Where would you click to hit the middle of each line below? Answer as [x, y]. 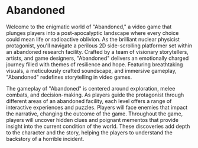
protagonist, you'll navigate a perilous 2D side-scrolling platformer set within [99, 46]
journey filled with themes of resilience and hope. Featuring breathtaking [95, 64]
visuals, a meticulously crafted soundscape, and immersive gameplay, [91, 70]
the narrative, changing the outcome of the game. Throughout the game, [95, 114]
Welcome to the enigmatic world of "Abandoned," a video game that [89, 27]
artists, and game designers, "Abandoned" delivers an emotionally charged [98, 58]
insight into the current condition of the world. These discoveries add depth [98, 126]
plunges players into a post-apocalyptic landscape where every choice [92, 33]
